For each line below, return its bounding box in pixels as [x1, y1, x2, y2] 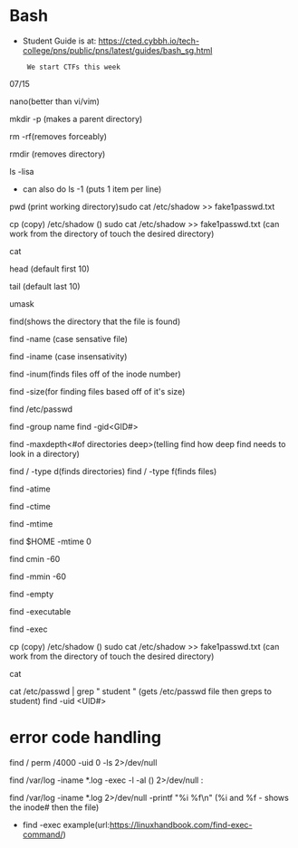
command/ [22, 829, 63, 840]
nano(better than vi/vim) [9, 96, 100, 107]
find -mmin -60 [9, 571, 66, 582]
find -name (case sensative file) [9, 333, 129, 344]
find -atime [9, 483, 52, 494]
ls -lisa [9, 166, 34, 176]
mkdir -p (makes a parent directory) [9, 113, 143, 124]
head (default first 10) [9, 263, 91, 274]
